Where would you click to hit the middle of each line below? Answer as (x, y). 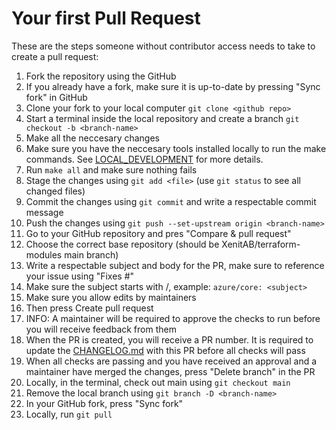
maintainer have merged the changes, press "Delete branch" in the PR (170, 371)
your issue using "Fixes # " (80, 276)
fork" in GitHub (56, 97)
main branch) (91, 254)
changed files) (55, 191)
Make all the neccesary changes (92, 138)
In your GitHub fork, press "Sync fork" (104, 403)
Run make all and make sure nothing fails (111, 169)
